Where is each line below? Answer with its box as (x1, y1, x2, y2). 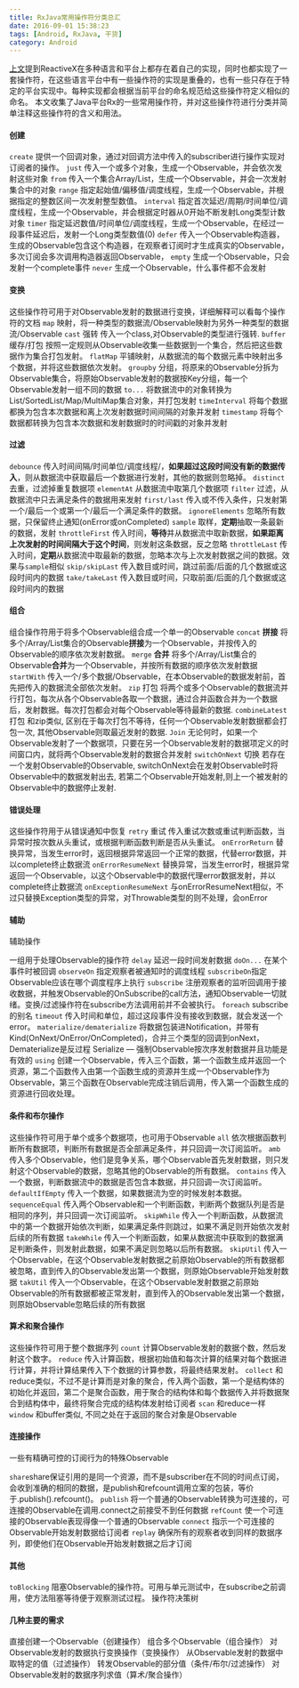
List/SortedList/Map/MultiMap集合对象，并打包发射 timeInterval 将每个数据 (9, 395, 288, 406)
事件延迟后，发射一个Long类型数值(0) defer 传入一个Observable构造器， (16, 229, 285, 240)
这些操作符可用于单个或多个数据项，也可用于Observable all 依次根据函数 (9, 1132, 279, 1143)
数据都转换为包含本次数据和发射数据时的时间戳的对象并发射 (9, 417, 228, 428)
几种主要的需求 (9, 1614, 64, 1625)
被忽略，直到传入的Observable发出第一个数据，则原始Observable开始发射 (9, 1265, 282, 1276)
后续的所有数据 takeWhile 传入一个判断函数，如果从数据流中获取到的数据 (9, 1232, 276, 1242)
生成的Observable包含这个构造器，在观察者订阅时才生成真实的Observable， (9, 240, 289, 251)
